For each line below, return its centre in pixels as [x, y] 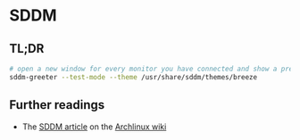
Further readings [57, 105]
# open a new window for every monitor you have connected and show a [143, 69]
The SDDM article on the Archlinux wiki [94, 127]
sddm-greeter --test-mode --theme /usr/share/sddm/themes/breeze [133, 77]
